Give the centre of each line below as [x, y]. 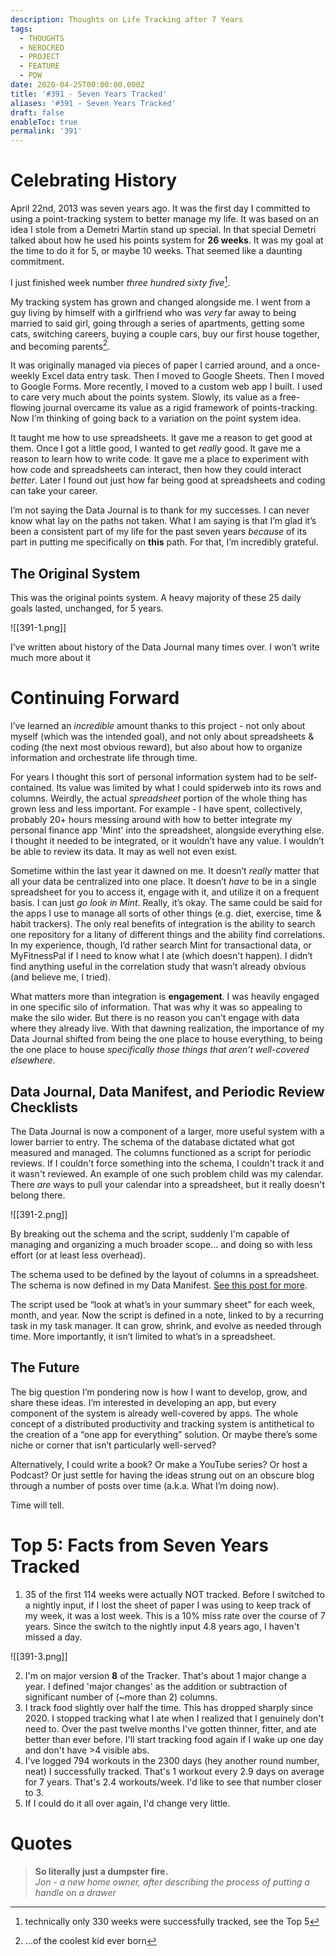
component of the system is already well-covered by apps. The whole [154, 1413]
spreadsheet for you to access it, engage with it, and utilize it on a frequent [165, 892]
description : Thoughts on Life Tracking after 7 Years [127, 19]
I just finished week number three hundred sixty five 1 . [120, 281]
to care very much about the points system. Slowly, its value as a [144, 397]
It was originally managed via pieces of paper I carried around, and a [152, 365]
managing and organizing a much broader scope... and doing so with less [161, 1244]
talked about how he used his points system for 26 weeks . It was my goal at [167, 240]
